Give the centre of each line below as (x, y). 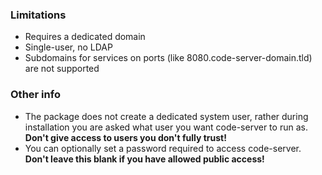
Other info (35, 95)
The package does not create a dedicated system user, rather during (166, 116)
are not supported (62, 69)
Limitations (38, 15)
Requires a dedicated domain (85, 37)
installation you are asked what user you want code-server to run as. (166, 127)
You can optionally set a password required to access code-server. (163, 148)
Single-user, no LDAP (68, 47)
